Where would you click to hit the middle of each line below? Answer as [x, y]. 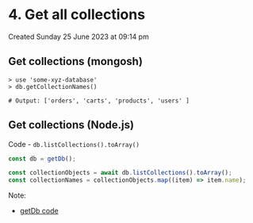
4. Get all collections [77, 15]
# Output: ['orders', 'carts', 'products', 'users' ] [99, 101]
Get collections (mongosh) [75, 62]
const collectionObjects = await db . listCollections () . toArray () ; [120, 173]
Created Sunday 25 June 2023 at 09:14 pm [79, 37]
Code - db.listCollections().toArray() [74, 144]
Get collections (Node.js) [71, 125]
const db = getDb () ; [42, 159]
